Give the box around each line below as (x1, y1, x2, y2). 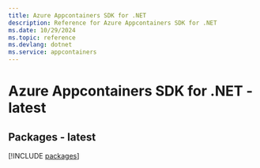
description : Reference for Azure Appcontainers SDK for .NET (8, 19, 217, 27)
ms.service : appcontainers (8, 48, 97, 56)
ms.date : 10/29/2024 (8, 26, 77, 34)
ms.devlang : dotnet (8, 41, 73, 49)
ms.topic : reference (8, 33, 77, 42)
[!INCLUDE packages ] (8, 151, 80, 160)
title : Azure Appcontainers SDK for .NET (8, 11, 147, 20)
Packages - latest (8, 130, 96, 144)
